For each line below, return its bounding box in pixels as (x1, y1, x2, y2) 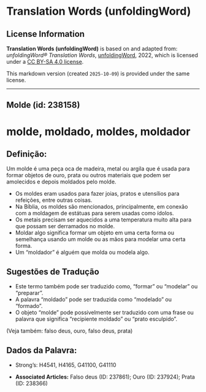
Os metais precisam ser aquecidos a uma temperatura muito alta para (15, 216, 192, 223)
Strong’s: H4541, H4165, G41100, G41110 (15, 361, 116, 369)
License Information (6, 29, 85, 39)
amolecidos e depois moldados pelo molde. (6, 178, 116, 185)
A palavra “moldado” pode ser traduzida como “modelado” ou (15, 296, 172, 303)
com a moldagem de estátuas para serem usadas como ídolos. (15, 210, 174, 217)
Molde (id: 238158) (6, 100, 80, 110)
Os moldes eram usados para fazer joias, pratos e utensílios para (15, 190, 180, 198)
